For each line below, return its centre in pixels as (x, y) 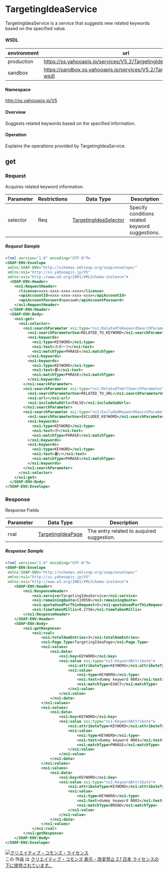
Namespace (18, 89)
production (20, 62)
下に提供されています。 (29, 865)
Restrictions (52, 199)
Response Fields (22, 510)
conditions (141, 214)
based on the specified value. (36, 28)
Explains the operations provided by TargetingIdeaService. (65, 146)
